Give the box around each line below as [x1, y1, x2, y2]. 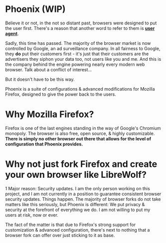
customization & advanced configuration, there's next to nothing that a [5, 227, 150, 233]
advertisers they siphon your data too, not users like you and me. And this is [5, 56, 162, 62]
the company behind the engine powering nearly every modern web [5, 61, 145, 67]
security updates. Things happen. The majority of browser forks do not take [5, 196, 161, 202]
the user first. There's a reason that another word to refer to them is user [5, 25, 155, 31]
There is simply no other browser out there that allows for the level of [5, 135, 152, 141]
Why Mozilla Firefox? [5, 109, 94, 120]
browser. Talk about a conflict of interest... [5, 66, 92, 73]
